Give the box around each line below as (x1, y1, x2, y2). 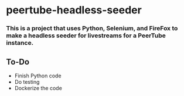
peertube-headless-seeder (6, 3, 142, 17)
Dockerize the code (14, 84, 63, 91)
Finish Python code (14, 72, 62, 79)
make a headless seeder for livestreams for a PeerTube (6, 31, 166, 40)
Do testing (14, 78, 40, 85)
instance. (6, 39, 34, 47)
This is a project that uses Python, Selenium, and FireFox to (6, 24, 178, 33)
